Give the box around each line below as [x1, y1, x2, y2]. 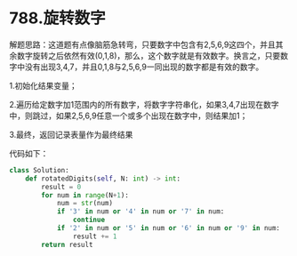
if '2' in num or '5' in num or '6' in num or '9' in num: [56, 224, 281, 233]
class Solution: [9, 165, 69, 174]
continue [72, 215, 105, 225]
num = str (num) [56, 199, 114, 208]
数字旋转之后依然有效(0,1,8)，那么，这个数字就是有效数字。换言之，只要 [16, 50, 281, 60]
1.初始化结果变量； [9, 80, 77, 91]
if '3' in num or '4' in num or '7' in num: [56, 207, 225, 216]
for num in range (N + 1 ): [41, 190, 129, 200]
